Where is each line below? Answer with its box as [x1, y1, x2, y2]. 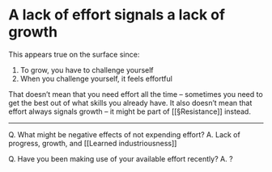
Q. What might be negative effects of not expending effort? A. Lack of [8, 129, 240, 139]
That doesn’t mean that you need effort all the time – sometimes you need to [8, 89, 263, 99]
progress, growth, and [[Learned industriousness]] [8, 138, 177, 148]
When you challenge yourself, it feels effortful [19, 73, 172, 83]
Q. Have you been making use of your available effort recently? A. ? [8, 153, 233, 163]
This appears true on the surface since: [8, 49, 140, 59]
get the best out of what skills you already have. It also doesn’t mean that [8, 98, 253, 107]
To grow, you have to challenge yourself [19, 65, 154, 74]
